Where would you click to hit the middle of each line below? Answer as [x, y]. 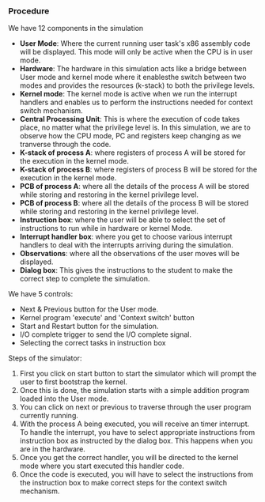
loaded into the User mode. [64, 399]
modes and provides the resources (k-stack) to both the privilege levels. [137, 85]
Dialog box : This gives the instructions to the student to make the [126, 270]
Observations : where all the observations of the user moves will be [129, 254]
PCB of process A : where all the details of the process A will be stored [134, 187]
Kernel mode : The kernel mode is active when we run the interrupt [128, 94]
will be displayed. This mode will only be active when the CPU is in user [136, 52]
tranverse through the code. [65, 145]
